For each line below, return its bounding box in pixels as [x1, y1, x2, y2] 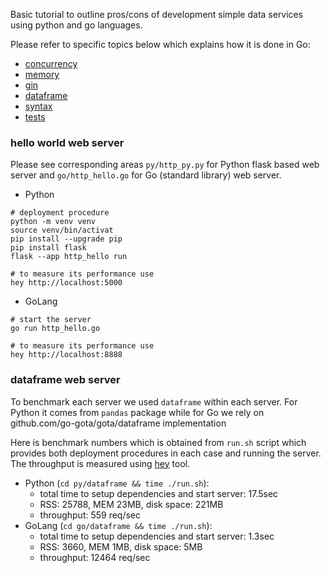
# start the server [10, 315, 92, 325]
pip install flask [10, 243, 87, 253]
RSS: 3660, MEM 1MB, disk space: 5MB [39, 540, 203, 553]
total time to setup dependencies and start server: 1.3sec [39, 530, 275, 542]
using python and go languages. [10, 19, 143, 31]
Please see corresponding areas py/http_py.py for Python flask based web [10, 159, 320, 171]
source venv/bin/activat [10, 225, 114, 236]
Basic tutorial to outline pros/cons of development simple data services [10, 9, 304, 20]
